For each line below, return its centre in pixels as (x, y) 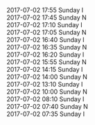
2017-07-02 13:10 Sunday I (45, 84)
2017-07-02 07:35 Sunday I (45, 114)
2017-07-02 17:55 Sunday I (45, 10)
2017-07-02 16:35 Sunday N (47, 47)
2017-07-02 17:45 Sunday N (47, 17)
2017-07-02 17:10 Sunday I (44, 25)
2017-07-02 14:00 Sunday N (47, 77)
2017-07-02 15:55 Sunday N (47, 62)
